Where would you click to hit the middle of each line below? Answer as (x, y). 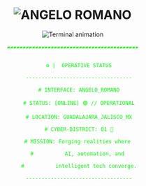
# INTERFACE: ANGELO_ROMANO (79, 90)
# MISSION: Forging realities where (78, 141)
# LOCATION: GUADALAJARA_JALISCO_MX (79, 117)
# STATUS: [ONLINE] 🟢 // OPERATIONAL (79, 103)
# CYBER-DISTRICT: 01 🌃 (79, 129)
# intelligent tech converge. (79, 166)
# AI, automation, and (78, 154)
